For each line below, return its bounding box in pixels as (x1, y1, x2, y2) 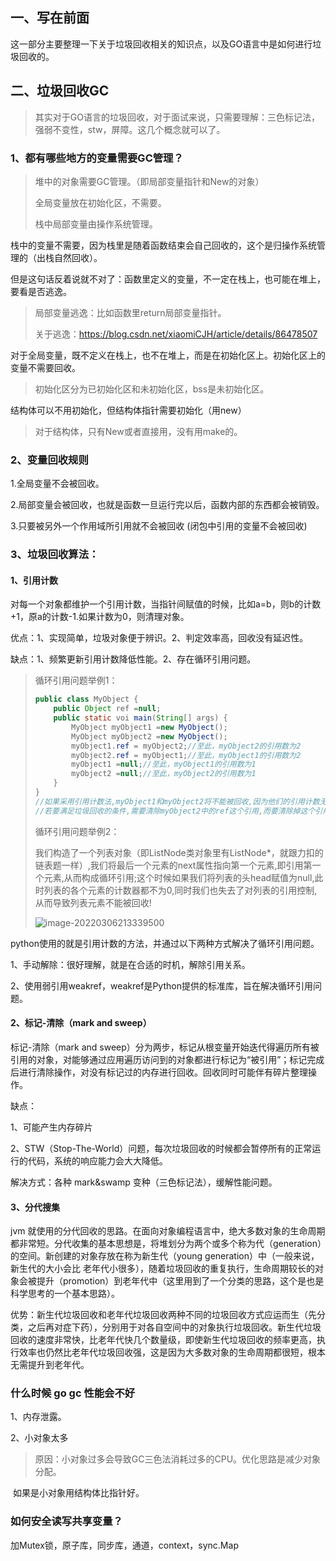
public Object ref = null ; (53, 704, 162, 714)
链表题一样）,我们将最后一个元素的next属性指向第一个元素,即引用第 (34, 859, 313, 871)
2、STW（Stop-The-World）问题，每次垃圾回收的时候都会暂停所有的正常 (10, 1142, 313, 1154)
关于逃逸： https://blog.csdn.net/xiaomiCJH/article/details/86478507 (34, 328, 318, 340)
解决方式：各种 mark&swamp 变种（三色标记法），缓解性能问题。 (10, 1176, 278, 1188)
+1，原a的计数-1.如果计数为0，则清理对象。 (10, 611, 190, 623)
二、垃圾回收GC (10, 83, 110, 100)
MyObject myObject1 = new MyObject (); (71, 722, 228, 732)
